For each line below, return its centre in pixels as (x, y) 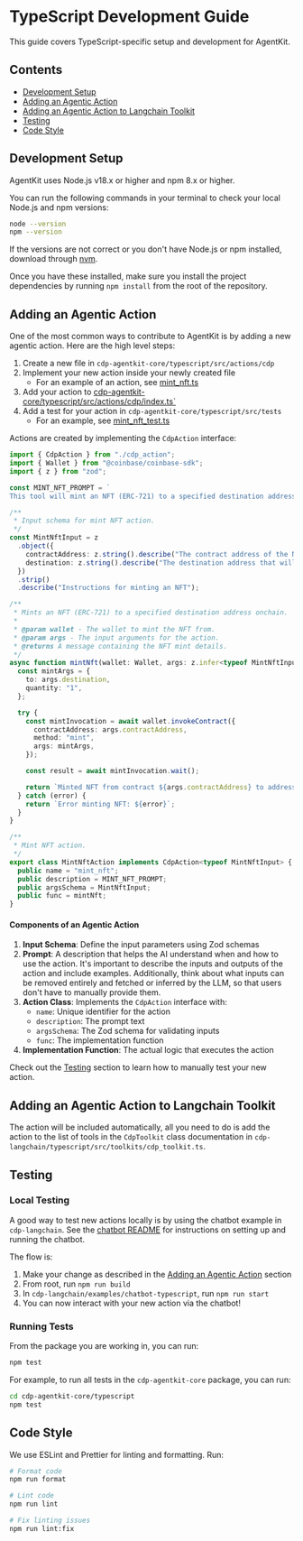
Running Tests (41, 1326)
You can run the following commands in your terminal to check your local (145, 198)
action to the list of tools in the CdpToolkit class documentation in (131, 1137)
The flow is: (31, 1257)
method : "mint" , (64, 738)
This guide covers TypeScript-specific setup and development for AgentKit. (150, 42)
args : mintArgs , (64, 746)
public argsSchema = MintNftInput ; (84, 887)
